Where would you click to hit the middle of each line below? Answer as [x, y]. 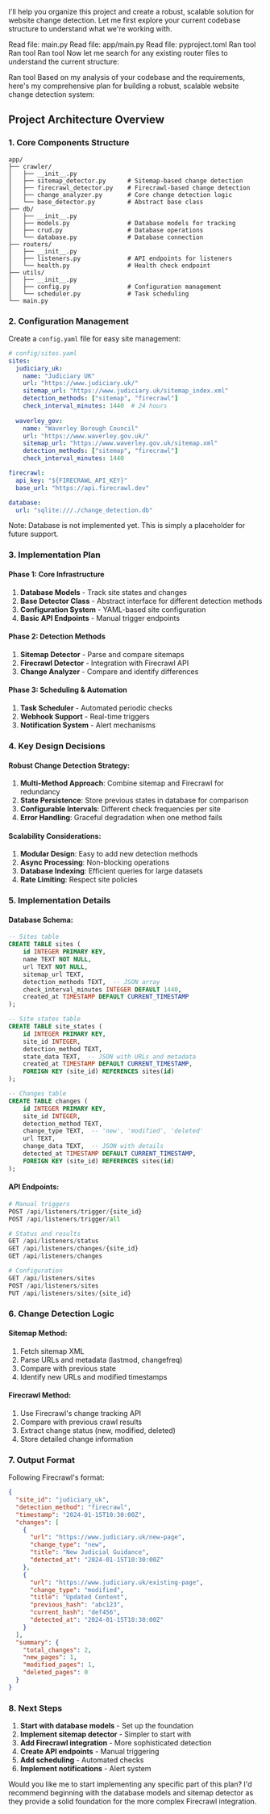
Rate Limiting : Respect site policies [79, 880]
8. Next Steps [35, 1708]
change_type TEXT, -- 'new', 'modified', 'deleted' [113, 1131]
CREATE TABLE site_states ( [56, 1027]
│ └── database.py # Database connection [106, 237]
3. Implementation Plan [54, 555]
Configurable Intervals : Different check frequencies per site [120, 809]
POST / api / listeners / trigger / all [64, 1219]
